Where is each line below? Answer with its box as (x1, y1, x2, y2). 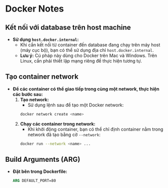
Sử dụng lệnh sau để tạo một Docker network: (27, 102, 124, 108)
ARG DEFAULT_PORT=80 (12, 178, 56, 183)
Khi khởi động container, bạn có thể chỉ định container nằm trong (27, 126, 163, 132)
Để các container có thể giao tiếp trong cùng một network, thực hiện (12, 86, 159, 92)
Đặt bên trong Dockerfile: (12, 168, 67, 174)
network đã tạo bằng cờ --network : (27, 132, 101, 138)
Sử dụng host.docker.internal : (12, 36, 79, 42)
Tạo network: (20, 96, 49, 102)
